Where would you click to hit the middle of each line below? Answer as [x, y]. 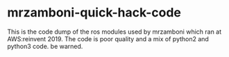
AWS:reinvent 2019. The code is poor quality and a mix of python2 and [108, 38]
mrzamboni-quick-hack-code [94, 13]
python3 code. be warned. [45, 46]
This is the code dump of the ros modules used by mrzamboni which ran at [114, 32]
